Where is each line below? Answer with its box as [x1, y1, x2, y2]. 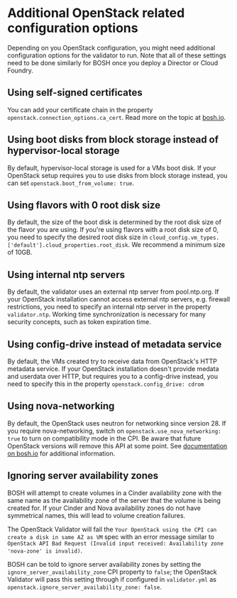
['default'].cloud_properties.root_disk [7, 242, 129, 249]
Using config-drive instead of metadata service [7, 338, 222, 350]
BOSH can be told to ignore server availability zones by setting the [7, 560, 202, 568]
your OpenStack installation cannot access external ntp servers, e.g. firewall [7, 295, 231, 304]
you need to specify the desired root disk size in [7, 233, 148, 242]
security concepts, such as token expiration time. [7, 318, 151, 326]
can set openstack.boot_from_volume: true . [7, 179, 135, 187]
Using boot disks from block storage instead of [7, 133, 219, 146]
